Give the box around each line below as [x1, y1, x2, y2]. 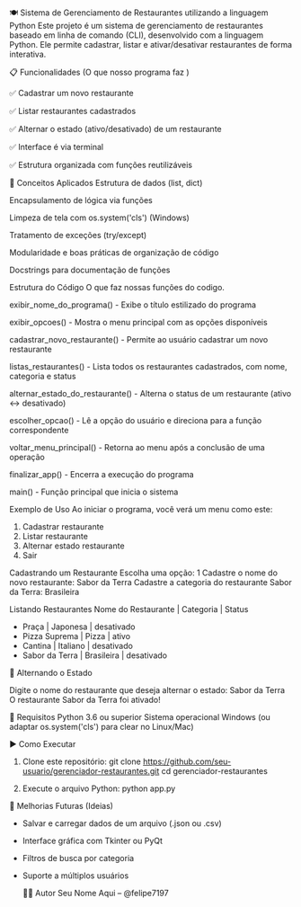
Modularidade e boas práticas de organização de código [9, 247, 219, 258]
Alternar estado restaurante [22, 540, 125, 551]
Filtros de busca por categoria [22, 853, 135, 863]
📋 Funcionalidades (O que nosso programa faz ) [9, 67, 190, 77]
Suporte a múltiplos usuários [22, 870, 129, 881]
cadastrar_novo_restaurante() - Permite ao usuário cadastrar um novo [9, 334, 269, 344]
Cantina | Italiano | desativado [22, 641, 133, 651]
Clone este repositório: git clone [22, 756, 141, 767]
